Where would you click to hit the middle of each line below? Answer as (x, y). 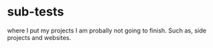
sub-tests (35, 12)
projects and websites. (39, 37)
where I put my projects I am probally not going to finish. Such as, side (107, 30)
